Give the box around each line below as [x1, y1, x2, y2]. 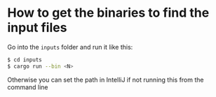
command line [7, 82, 48, 91]
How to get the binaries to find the [7, 5, 210, 21]
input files [7, 20, 67, 36]
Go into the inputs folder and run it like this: [7, 43, 133, 51]
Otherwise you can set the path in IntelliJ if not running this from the [7, 75, 204, 84]
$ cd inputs [7, 56, 42, 64]
